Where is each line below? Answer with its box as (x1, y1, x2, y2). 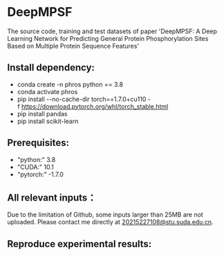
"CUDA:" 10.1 (17, 163, 54, 171)
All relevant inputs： (7, 192, 97, 203)
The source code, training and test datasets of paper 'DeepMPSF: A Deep (7, 27, 218, 35)
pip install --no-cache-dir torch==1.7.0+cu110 (17, 95, 147, 103)
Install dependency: (7, 62, 95, 73)
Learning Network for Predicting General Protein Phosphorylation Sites (7, 34, 209, 42)
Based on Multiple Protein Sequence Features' (7, 42, 140, 50)
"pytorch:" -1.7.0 (17, 170, 64, 179)
